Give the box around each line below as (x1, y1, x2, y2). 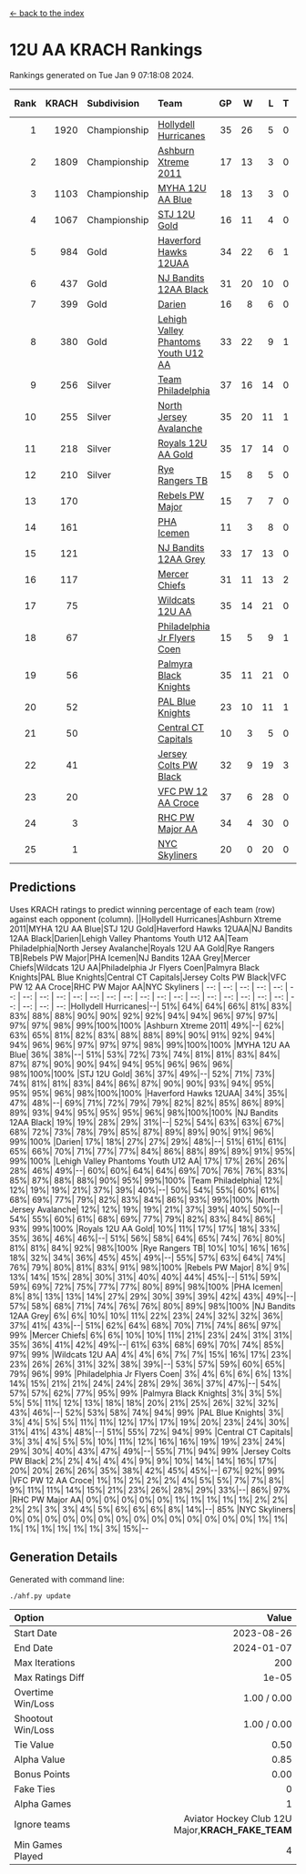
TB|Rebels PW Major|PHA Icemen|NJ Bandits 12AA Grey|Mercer (9, 952, 251, 963)
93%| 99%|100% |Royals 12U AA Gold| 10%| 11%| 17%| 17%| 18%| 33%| (9, 1223, 280, 1234)
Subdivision (87, 97, 139, 109)
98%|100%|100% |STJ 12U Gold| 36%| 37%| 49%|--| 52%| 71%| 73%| (9, 1068, 275, 1079)
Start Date (14, 1626, 57, 1639)
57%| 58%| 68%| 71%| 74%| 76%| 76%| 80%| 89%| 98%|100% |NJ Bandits (9, 1300, 296, 1311)
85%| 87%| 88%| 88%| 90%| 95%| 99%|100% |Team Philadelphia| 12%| (9, 1175, 283, 1186)
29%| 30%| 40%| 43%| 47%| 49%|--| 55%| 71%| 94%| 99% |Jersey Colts (9, 1445, 291, 1456)
